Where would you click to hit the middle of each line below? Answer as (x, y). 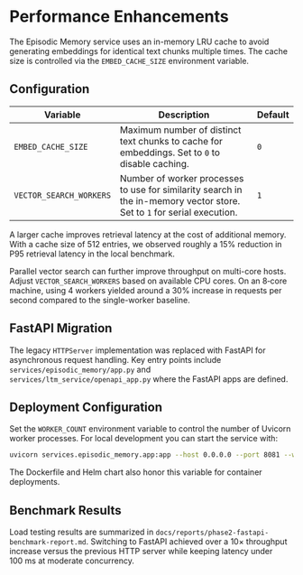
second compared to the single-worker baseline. (100, 300)
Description (184, 115)
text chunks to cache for (171, 141)
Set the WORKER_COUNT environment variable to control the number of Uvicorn (150, 429)
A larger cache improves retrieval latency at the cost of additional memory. (148, 234)
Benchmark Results (65, 510)
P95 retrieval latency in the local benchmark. (92, 254)
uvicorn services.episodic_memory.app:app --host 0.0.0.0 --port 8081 (145, 455)
